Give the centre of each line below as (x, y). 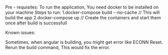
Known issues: (20, 32)
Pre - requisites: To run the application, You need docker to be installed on (82, 7)
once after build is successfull (36, 23)
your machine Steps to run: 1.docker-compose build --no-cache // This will (82, 12)
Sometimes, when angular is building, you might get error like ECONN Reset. (84, 42)
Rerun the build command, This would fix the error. (58, 47)
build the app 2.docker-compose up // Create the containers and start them (83, 18)
